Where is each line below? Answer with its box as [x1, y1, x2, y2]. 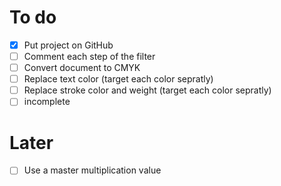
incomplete [23, 96, 71, 108]
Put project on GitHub [23, 39, 114, 51]
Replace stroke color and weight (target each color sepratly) [23, 84, 272, 96]
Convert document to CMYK [23, 62, 141, 74]
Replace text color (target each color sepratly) [23, 73, 214, 85]
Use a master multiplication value [23, 164, 162, 176]
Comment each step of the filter [23, 51, 156, 62]
